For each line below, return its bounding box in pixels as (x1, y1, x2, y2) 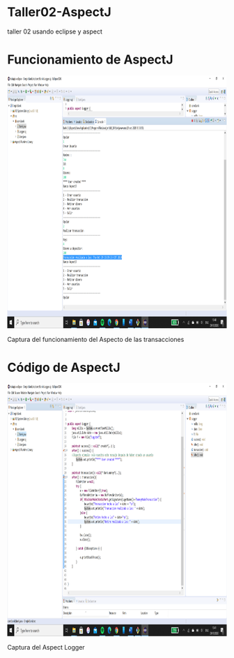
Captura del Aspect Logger (7, 643, 85, 651)
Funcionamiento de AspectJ (7, 52, 173, 68)
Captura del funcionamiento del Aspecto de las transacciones (7, 335, 185, 343)
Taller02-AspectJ (7, 4, 111, 20)
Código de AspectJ (7, 360, 120, 375)
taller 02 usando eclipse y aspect (7, 27, 103, 36)
